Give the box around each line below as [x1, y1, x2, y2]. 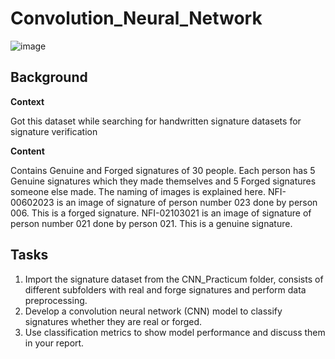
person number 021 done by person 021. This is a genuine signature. [10, 217, 293, 229]
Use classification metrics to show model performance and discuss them [24, 326, 326, 338]
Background [10, 69, 88, 86]
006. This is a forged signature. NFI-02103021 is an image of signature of [10, 207, 312, 219]
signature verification [10, 125, 98, 137]
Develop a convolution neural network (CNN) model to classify [24, 305, 283, 317]
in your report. [24, 337, 85, 349]
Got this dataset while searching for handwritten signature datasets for [10, 115, 302, 127]
